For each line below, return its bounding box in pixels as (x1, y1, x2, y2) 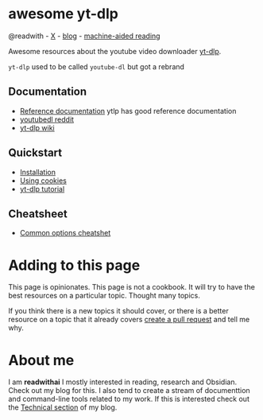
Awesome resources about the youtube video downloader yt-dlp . (8, 46, 222, 56)
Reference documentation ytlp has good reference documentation (19, 106, 237, 115)
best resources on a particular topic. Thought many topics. (8, 291, 200, 301)
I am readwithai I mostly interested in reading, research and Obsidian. (8, 377, 237, 387)
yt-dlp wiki (19, 122, 56, 132)
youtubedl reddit (19, 115, 74, 124)
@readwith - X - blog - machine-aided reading (8, 31, 161, 41)
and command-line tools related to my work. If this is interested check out (8, 395, 250, 404)
